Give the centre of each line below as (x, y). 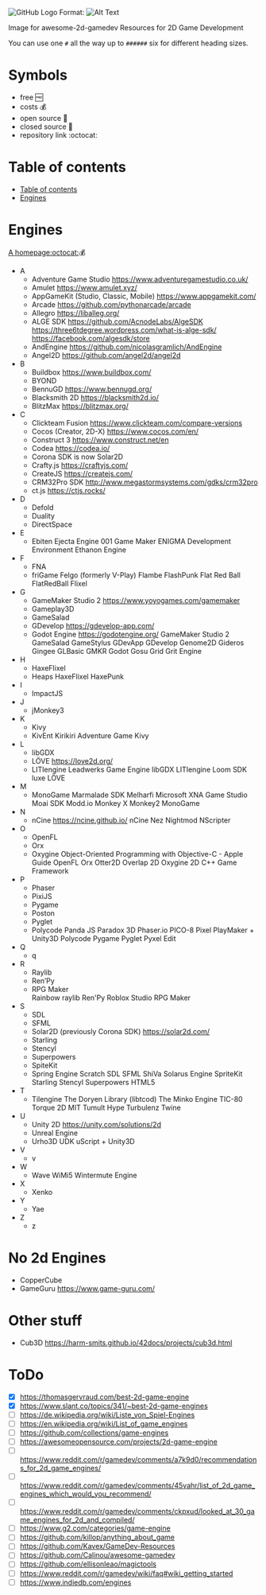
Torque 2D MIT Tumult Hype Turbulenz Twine (106, 1107)
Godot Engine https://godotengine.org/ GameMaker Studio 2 (131, 634)
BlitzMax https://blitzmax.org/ (80, 406)
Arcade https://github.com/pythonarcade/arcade (112, 304)
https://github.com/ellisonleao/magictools (88, 1564)
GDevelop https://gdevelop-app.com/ (93, 625)
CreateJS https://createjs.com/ (82, 473)
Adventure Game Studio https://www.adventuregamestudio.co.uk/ (140, 279)
